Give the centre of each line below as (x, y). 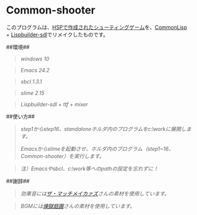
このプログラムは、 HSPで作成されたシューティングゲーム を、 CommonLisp (96, 27)
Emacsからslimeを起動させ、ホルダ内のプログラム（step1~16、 (97, 149)
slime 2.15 (32, 93)
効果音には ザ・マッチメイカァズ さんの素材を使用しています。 (95, 193)
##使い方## (21, 116)
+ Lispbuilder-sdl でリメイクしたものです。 (57, 34)
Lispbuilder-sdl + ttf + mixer (54, 104)
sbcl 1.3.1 (31, 81)
